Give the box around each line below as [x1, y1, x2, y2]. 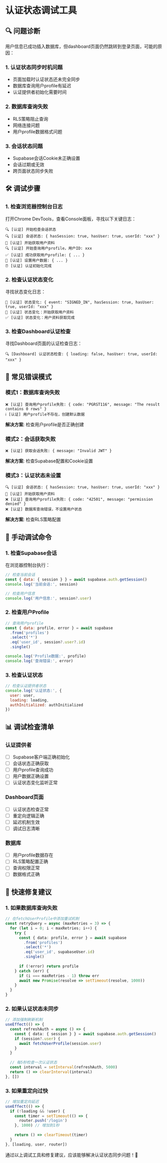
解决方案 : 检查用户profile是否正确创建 [5, 421, 84, 427]
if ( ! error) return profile [18, 964, 79, 969]
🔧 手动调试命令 [5, 532, 52, 542]
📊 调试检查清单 [5, 723, 55, 731]
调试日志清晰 [12, 825, 40, 831]
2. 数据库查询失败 [5, 103, 49, 110]
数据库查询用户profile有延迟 [12, 83, 71, 89]
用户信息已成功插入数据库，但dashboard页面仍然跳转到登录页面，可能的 [5, 43, 158, 49]
